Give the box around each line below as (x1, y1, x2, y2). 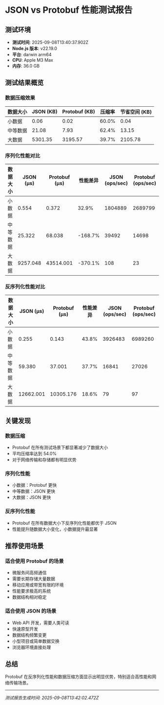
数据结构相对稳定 (12, 594, 47, 600)
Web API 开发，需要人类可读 (12, 620, 69, 626)
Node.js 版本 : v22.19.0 (12, 46, 58, 51)
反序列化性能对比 (5, 283, 45, 290)
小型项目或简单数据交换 (12, 638, 60, 644)
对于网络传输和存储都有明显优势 (12, 456, 77, 463)
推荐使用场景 (5, 541, 44, 550)
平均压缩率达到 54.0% (12, 450, 57, 456)
